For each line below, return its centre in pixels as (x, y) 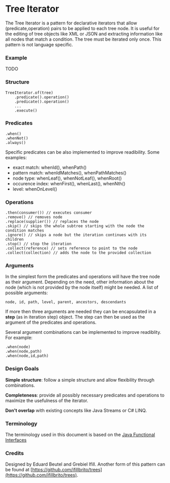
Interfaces (16, 440)
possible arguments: (27, 293)
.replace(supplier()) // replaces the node (52, 222)
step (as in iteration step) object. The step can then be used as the (75, 317)
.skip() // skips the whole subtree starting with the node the (75, 226)
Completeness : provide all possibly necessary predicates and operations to (85, 395)
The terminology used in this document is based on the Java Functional (80, 435)
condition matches (25, 231)
